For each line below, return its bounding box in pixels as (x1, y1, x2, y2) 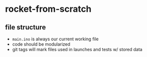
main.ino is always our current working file (12, 36, 99, 42)
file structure (5, 23, 46, 31)
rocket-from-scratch (5, 3, 92, 15)
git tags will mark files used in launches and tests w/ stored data (12, 47, 143, 52)
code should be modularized (12, 41, 70, 47)
